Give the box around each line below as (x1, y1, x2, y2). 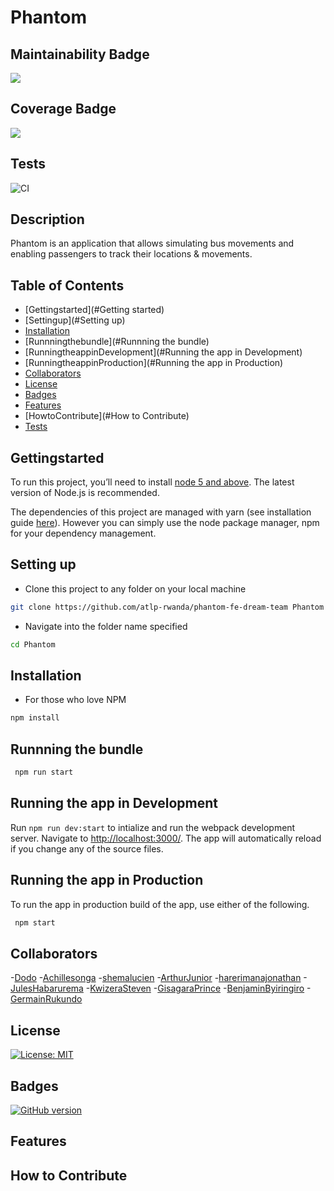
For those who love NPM (24, 694, 127, 706)
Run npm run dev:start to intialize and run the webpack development (10, 821, 296, 833)
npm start (14, 917, 56, 928)
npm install (10, 713, 60, 723)
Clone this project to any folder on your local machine (24, 582, 247, 595)
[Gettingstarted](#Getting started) (24, 304, 165, 316)
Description (10, 211, 85, 228)
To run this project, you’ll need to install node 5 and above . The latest (10, 476, 295, 488)
